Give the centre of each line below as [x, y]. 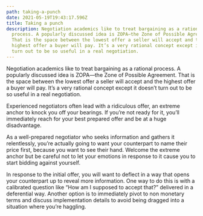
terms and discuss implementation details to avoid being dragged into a [95, 200]
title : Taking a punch [35, 23]
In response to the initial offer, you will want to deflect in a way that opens [98, 174]
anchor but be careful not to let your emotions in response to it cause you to [101, 156]
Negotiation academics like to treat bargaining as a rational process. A [94, 68]
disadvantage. [24, 125]
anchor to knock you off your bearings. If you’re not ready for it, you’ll [93, 112]
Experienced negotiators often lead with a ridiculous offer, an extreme [93, 106]
